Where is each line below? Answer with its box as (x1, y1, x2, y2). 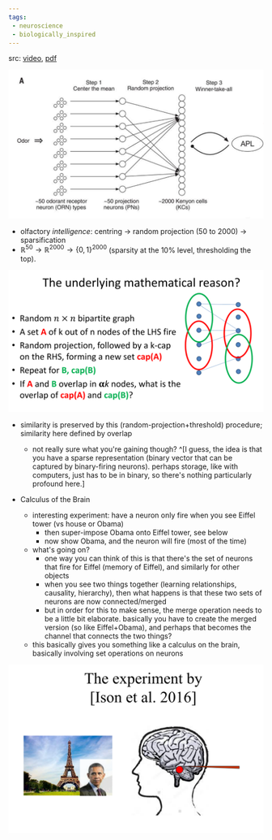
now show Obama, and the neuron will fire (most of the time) (44, 536, 247, 546)
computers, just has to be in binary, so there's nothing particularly (32, 470, 253, 479)
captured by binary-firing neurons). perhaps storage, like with (32, 461, 239, 471)
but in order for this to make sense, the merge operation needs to (44, 605, 262, 615)
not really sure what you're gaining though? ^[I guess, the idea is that (32, 444, 263, 454)
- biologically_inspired (11, 30, 96, 38)
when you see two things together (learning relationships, (44, 579, 237, 589)
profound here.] (32, 478, 85, 488)
